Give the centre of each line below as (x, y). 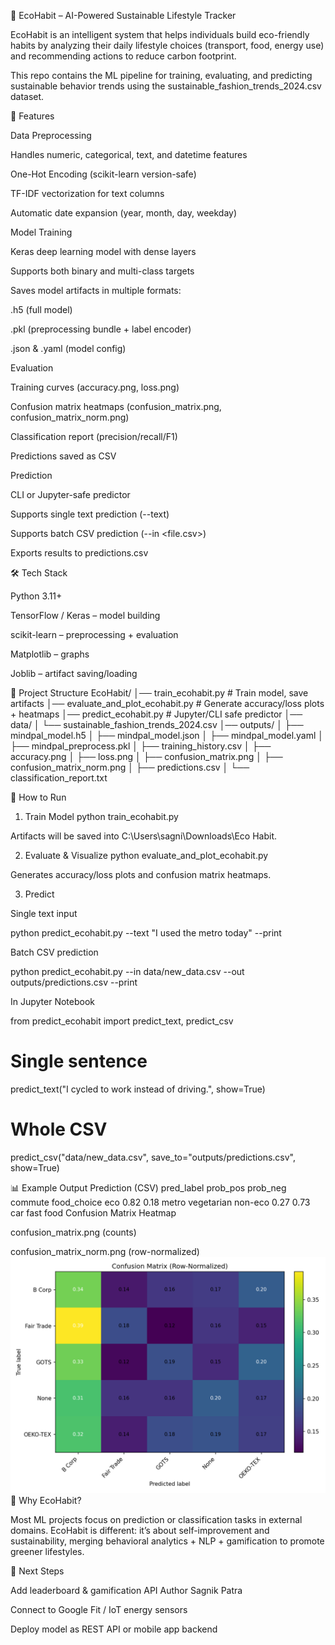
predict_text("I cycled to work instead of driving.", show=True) (138, 1089)
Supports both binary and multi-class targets (102, 271)
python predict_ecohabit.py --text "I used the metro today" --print (146, 933)
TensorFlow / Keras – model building (85, 615)
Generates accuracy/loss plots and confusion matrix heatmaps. (141, 874)
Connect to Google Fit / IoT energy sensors (99, 1609)
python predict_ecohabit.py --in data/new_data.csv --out (127, 971)
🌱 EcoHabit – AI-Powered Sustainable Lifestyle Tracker (123, 15)
